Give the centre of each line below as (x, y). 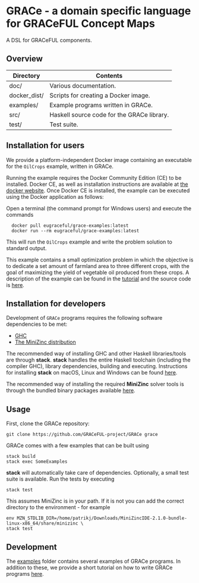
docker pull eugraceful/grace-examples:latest (70, 225)
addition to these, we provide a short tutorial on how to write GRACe (89, 568)
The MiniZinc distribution (45, 342)
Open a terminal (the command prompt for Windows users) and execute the (99, 208)
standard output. (26, 248)
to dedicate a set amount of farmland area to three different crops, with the (98, 266)
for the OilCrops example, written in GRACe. (60, 166)
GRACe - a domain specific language (99, 11)
